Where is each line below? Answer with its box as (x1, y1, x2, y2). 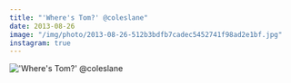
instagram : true (9, 38, 71, 48)
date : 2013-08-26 (9, 22, 75, 31)
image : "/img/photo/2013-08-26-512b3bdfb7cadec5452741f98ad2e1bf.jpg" (9, 30, 283, 39)
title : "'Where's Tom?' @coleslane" (9, 13, 148, 23)
